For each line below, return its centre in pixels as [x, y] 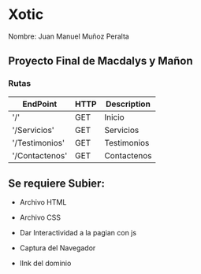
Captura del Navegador [58, 248]
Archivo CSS [40, 217]
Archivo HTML [43, 202]
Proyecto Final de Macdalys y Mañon [100, 61]
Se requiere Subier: [56, 184]
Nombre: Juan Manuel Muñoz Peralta [69, 36]
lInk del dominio [45, 263]
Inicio [114, 117]
